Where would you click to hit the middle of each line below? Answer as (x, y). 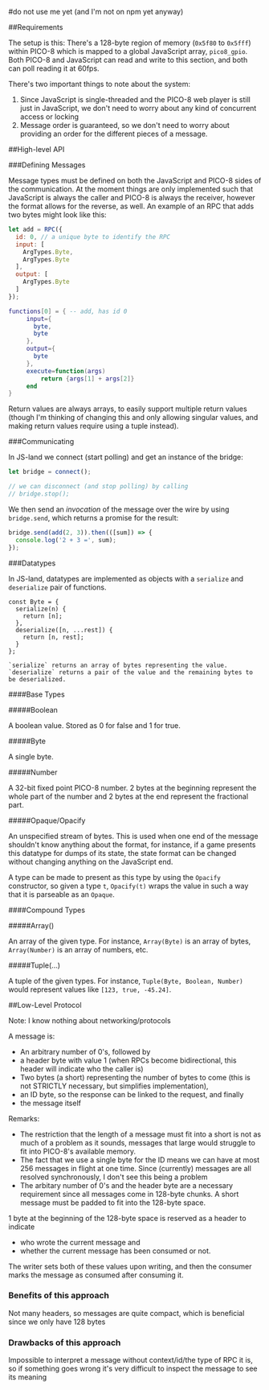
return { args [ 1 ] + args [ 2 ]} (88, 378)
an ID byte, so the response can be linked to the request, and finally (132, 1094)
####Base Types (37, 694)
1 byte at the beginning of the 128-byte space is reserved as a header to (127, 1218)
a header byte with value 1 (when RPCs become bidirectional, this (128, 1060)
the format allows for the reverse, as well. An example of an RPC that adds (131, 206)
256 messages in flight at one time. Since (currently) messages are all (135, 1168)
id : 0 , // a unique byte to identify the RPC (93, 236)
